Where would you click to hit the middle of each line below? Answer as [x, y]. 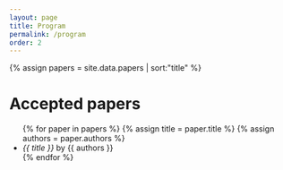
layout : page [34, 17]
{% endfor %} [48, 157]
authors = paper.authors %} [73, 139]
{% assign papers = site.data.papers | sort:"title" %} [105, 68]
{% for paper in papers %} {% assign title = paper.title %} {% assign [148, 129]
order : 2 [26, 42]
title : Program [38, 26]
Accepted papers [75, 104]
